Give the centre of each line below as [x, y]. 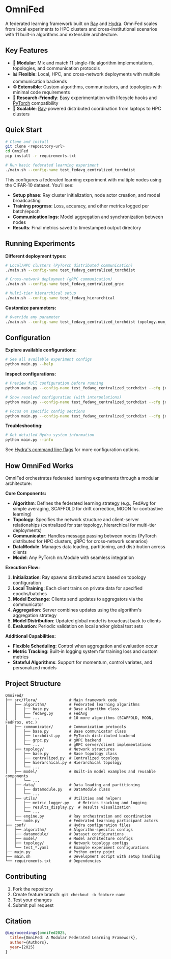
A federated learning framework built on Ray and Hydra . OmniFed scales [81, 24]
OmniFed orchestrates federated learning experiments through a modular [82, 478]
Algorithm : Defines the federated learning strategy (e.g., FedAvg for [84, 503]
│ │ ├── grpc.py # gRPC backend [53, 740]
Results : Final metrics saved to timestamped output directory [77, 227]
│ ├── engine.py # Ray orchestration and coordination [78, 816]
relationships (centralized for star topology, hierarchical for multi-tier [84, 525]
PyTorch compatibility [35, 103]
